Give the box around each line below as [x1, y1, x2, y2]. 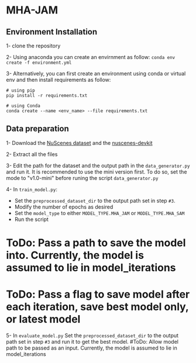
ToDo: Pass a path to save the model [6, 236, 186, 249]
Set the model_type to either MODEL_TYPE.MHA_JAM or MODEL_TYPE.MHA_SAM [14, 209, 185, 216]
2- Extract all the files [6, 150, 58, 158]
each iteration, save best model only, [6, 300, 189, 313]
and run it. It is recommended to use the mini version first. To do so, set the [6, 168, 187, 175]
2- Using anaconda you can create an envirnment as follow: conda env [6, 54, 176, 60]
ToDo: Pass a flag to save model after [6, 288, 190, 301]
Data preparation [6, 124, 69, 134]
